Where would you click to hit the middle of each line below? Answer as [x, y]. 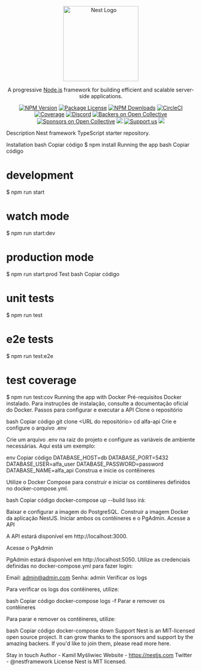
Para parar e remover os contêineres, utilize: [61, 619]
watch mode [38, 216]
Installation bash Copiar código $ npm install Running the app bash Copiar [98, 145]
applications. [107, 96]
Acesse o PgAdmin [30, 548]
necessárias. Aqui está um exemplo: [51, 446]
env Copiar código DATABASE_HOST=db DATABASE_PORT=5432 [88, 457]
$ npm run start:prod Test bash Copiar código [63, 274]
